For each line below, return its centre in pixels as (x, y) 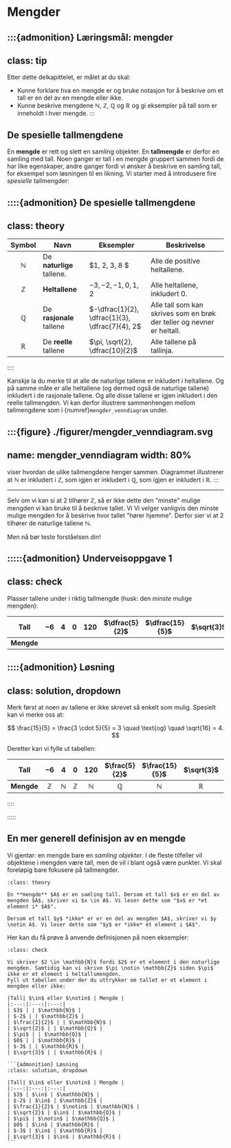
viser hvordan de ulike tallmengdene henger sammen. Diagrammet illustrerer (115, 471)
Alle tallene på (173, 342)
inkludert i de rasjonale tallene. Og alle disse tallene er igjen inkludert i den (112, 396)
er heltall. (165, 331)
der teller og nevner (182, 322)
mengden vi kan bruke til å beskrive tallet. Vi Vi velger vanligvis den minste (113, 508)
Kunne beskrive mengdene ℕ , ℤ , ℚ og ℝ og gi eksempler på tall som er (117, 106)
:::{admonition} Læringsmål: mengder (90, 38)
